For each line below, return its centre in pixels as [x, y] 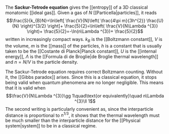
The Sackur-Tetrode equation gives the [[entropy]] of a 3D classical [77, 7]
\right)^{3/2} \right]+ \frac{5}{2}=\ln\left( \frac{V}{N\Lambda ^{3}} [89, 26]
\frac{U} [155, 20]
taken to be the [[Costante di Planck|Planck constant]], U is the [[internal [81, 51]
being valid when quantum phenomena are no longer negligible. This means [84, 82]
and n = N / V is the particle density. [42, 62]
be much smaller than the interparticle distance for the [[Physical [73, 120]
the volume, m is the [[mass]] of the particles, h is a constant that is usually [83, 46]
